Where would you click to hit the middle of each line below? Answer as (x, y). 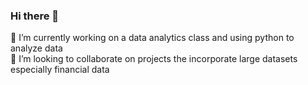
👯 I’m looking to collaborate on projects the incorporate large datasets (154, 59)
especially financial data (60, 70)
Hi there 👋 (35, 16)
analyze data (36, 48)
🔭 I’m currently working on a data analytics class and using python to (152, 38)
